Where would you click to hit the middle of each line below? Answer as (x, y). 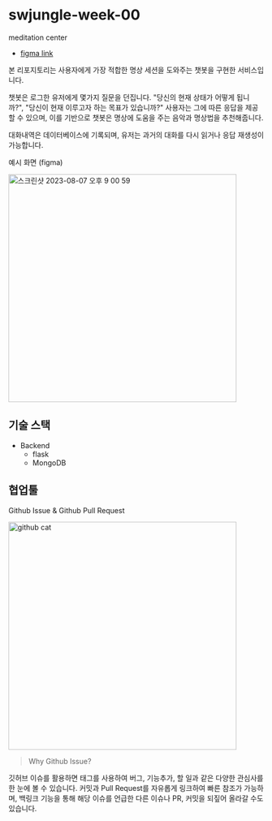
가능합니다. (26, 145)
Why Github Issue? (60, 761)
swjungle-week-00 (74, 15)
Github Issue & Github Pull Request (67, 510)
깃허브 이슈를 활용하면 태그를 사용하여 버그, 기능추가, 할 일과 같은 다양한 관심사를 (136, 778)
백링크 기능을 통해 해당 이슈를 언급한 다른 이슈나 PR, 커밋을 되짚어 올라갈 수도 (141, 798)
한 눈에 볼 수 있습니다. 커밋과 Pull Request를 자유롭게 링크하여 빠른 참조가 (125, 788)
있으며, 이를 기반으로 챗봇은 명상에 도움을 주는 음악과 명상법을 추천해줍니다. (145, 117)
